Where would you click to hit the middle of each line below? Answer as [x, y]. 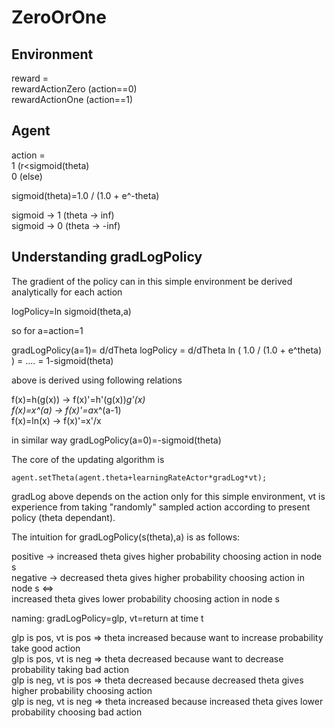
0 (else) [27, 176]
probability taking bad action [70, 669]
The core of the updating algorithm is [88, 459]
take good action [46, 648]
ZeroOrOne [59, 17]
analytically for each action [67, 292]
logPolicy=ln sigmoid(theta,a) [71, 311]
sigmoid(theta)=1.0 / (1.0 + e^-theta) [85, 195]
